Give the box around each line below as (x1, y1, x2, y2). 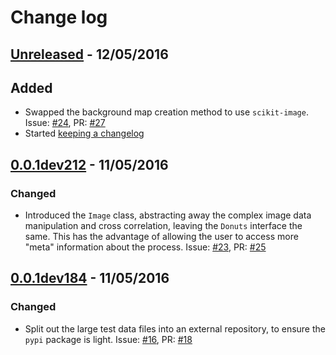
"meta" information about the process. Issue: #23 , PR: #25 (24, 241, 267, 253)
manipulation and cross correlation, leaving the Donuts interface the (24, 220, 303, 232)
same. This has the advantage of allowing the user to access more (24, 231, 299, 243)
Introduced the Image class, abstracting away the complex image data (24, 209, 312, 221)
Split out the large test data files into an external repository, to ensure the (24, 322, 326, 335)
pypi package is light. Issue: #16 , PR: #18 (24, 333, 193, 345)
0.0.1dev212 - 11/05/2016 (10, 156, 169, 173)
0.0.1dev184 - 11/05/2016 (10, 270, 170, 287)
